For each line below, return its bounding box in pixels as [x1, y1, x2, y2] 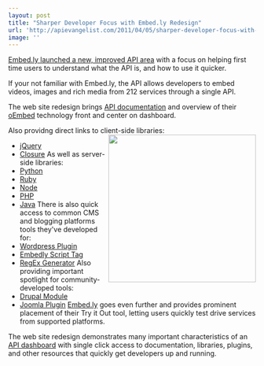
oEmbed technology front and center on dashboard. [8, 111, 177, 120]
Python [19, 166, 43, 176]
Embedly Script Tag [19, 250, 84, 260]
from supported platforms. [19, 316, 105, 327]
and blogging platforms [19, 216, 96, 226]
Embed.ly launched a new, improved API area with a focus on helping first [8, 55, 247, 65]
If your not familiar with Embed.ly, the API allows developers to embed [8, 79, 235, 88]
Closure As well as [19, 150, 80, 159]
